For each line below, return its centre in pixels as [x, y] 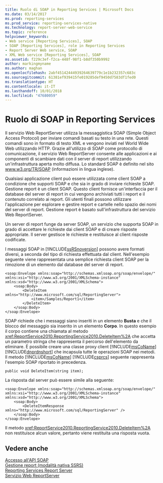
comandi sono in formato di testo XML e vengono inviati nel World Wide [77, 143]
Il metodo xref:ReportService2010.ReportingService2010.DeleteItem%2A [78, 428]
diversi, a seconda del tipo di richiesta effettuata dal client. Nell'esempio [77, 254]
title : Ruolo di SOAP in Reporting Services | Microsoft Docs [69, 9]
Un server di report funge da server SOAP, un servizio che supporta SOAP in [82, 224]
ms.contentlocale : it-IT [30, 86]
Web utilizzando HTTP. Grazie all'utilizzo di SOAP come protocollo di [74, 148]
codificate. [16, 240]
